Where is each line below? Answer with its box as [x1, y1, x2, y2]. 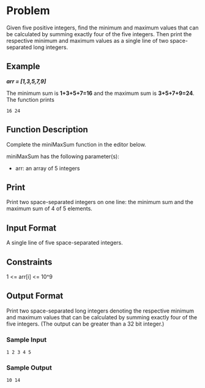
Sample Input [6, 335, 47, 344]
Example [6, 61, 40, 72]
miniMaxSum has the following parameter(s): [6, 153, 119, 160]
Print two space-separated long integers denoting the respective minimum [6, 307, 195, 314]
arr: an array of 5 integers [15, 164, 80, 172]
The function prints [6, 96, 55, 103]
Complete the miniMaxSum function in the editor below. [6, 140, 147, 148]
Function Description [6, 124, 89, 135]
